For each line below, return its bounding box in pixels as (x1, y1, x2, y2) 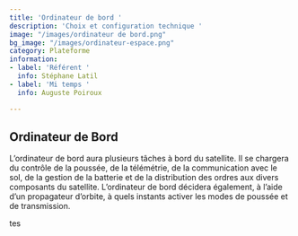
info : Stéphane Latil (17, 72, 99, 81)
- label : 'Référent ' (9, 64, 91, 73)
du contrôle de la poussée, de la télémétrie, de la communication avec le (9, 162, 278, 173)
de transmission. (9, 201, 71, 212)
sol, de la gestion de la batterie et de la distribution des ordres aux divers (9, 172, 279, 183)
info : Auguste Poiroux (17, 88, 102, 97)
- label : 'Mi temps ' (9, 80, 91, 89)
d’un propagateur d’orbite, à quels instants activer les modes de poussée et (9, 191, 289, 202)
